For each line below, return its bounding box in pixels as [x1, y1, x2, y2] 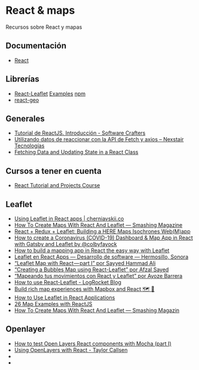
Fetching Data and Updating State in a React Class [14, 148, 139, 156]
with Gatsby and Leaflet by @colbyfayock [14, 241, 117, 247]
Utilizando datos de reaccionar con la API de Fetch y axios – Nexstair [14, 136, 184, 143]
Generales [5, 113, 45, 123]
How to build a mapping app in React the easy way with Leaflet [14, 247, 170, 254]
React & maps [5, 4, 75, 17]
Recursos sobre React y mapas [5, 23, 82, 31]
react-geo [14, 96, 39, 104]
